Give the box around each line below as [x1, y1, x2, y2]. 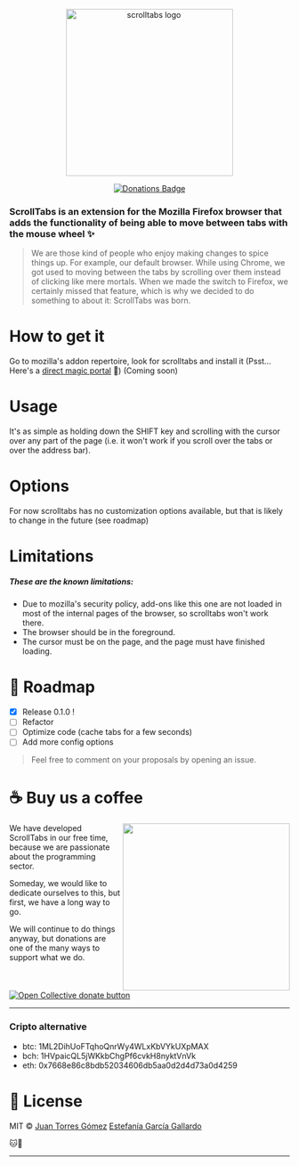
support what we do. [9, 952, 85, 963]
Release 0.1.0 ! [21, 706, 76, 717]
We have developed [9, 823, 83, 834]
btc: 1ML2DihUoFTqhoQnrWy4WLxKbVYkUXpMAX [21, 1040, 209, 1051]
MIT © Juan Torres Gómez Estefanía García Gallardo [9, 1121, 202, 1131]
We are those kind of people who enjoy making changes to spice [30, 248, 269, 258]
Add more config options [21, 737, 114, 747]
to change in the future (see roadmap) [9, 515, 149, 526]
